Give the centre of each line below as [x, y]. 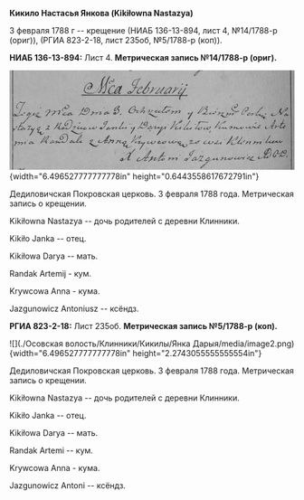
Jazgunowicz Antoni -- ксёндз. [68, 486]
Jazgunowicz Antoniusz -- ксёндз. [74, 309]
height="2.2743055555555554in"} [197, 354]
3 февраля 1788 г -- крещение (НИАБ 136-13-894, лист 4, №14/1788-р [143, 30]
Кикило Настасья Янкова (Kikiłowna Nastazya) [101, 13]
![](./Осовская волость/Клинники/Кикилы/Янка [100, 344]
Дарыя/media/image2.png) [243, 344]
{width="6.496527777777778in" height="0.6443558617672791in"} [134, 176]
